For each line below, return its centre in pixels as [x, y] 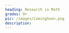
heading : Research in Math [33, 9]
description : [18, 23]
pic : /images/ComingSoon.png [35, 18]
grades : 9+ [16, 14]
